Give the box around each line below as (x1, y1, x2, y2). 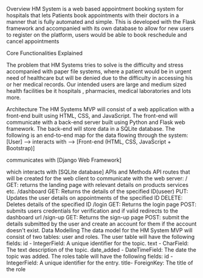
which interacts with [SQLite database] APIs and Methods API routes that (6, 168, 191, 175)
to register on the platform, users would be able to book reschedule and (6, 31, 188, 38)
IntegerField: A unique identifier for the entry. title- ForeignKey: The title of (6, 259, 194, 266)
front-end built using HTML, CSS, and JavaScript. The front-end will (6, 112, 178, 119)
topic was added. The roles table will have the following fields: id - (6, 253, 173, 260)
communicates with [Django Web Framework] (6, 156, 122, 164)
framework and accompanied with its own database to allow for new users (6, 24, 194, 32)
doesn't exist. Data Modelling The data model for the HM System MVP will (6, 227, 193, 234)
